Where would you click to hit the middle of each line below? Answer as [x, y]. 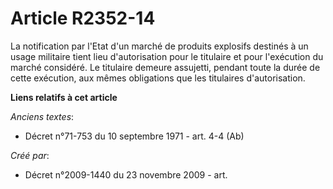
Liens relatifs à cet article [64, 97]
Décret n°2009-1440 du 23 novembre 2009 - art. [126, 174]
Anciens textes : [42, 116]
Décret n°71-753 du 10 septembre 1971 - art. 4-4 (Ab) [134, 136]
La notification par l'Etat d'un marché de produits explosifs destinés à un [159, 46]
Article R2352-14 [83, 18]
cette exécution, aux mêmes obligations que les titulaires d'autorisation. [158, 78]
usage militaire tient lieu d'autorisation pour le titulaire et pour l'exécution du [167, 56]
